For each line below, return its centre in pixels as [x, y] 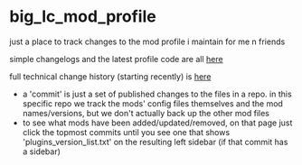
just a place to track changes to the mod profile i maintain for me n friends [147, 41]
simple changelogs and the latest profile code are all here [116, 59]
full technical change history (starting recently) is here [110, 76]
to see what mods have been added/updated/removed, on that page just [157, 123]
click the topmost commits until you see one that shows [126, 132]
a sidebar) [42, 151]
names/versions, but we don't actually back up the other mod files [146, 113]
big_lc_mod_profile [83, 17]
